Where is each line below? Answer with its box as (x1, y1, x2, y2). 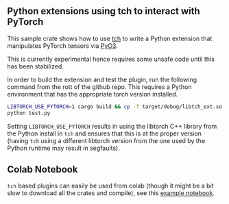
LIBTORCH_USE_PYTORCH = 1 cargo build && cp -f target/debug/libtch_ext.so (7, 103, 223, 110)
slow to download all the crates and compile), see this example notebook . (7, 189, 215, 197)
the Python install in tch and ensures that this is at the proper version (7, 129, 202, 138)
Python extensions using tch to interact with (7, 5, 200, 17)
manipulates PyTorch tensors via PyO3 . (7, 41, 118, 50)
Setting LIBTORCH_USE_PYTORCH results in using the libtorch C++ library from (7, 122, 217, 130)
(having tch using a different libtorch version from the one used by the (7, 136, 206, 144)
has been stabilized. (7, 62, 64, 71)
